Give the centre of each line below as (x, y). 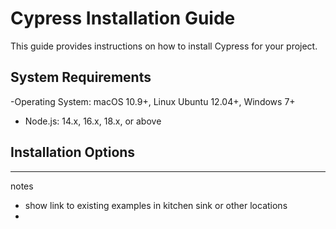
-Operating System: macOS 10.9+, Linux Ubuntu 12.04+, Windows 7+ (153, 101)
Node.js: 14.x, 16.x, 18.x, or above (93, 121)
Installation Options (73, 152)
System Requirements (81, 77)
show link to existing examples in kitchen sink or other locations (156, 205)
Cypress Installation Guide (123, 18)
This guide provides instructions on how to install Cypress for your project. (164, 46)
